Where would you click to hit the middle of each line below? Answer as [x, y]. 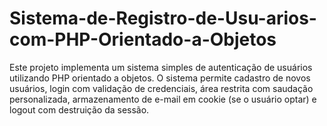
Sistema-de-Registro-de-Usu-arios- [163, 18]
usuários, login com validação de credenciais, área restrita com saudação [161, 88]
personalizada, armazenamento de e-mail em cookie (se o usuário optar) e [163, 99]
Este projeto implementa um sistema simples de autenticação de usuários [161, 67]
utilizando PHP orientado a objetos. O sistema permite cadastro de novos [160, 78]
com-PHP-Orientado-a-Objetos [143, 39]
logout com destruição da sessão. [79, 109]
